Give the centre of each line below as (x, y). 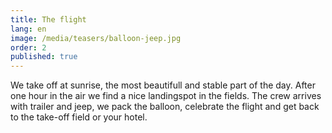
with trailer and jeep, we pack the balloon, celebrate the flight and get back (165, 107)
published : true (44, 57)
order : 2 (28, 47)
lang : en (28, 29)
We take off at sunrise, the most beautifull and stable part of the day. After (163, 85)
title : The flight (48, 19)
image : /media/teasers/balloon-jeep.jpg (96, 38)
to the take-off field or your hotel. (79, 117)
